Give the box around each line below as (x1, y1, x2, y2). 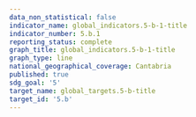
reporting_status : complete (9, 37, 113, 47)
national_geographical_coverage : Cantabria (9, 62, 172, 71)
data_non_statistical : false (9, 12, 117, 22)
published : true (9, 70, 69, 79)
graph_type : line (9, 54, 73, 62)
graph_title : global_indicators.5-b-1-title (9, 46, 176, 55)
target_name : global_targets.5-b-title (9, 86, 156, 95)
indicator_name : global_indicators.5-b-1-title (9, 21, 188, 30)
